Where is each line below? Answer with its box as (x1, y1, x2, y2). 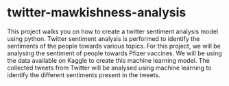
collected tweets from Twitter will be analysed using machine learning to (7, 63, 212, 72)
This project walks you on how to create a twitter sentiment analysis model (7, 27, 219, 35)
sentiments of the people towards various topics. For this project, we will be (7, 42, 221, 50)
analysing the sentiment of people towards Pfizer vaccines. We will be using (7, 49, 222, 57)
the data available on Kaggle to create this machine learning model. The (7, 56, 210, 64)
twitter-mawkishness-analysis (7, 5, 186, 20)
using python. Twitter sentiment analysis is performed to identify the (7, 34, 200, 42)
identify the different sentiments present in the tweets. (7, 70, 160, 79)
